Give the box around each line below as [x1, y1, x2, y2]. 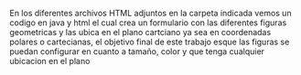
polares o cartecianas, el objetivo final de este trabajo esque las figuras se [9, 36, 290, 47]
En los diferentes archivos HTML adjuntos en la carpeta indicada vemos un [9, 8, 292, 18]
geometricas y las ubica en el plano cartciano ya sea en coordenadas [9, 27, 272, 37]
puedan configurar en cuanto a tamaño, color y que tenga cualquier [9, 46, 265, 57]
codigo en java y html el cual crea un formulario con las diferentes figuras [9, 17, 287, 28]
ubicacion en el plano [9, 56, 91, 66]
